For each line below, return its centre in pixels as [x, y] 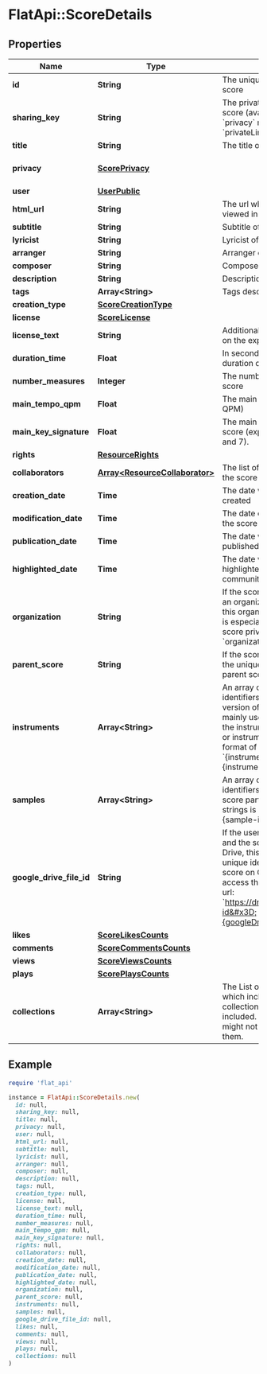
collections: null [46, 1356]
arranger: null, [42, 1164]
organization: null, [49, 1290]
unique [235, 862]
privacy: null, [41, 1127]
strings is [239, 810]
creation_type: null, [51, 1194]
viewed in [240, 214]
